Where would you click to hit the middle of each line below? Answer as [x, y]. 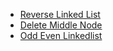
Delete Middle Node [61, 25]
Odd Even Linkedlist [61, 35]
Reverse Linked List [60, 14]
